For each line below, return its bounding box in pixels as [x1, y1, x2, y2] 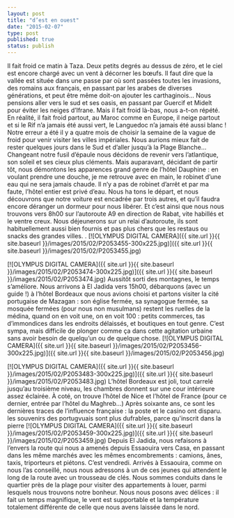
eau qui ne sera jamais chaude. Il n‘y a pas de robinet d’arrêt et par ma [7, 180, 209, 188]
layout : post [7, 10, 45, 17]
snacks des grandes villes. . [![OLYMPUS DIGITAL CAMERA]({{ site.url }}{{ [7, 232, 221, 240]
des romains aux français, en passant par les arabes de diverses [7, 84, 193, 92]
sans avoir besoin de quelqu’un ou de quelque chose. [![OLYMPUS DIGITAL [7, 334, 224, 342]
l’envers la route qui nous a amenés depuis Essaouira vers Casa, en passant [7, 444, 225, 452]
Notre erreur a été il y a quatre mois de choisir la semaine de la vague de [7, 128, 216, 136]
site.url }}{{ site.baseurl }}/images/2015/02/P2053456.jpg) [56, 349, 225, 357]
